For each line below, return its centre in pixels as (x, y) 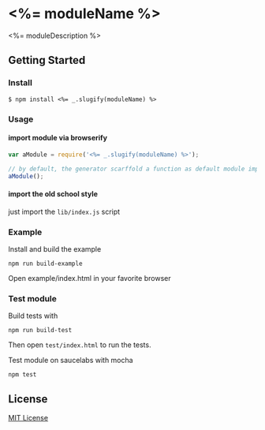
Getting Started (47, 60)
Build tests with (33, 316)
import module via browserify (58, 138)
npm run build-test (40, 331)
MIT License (28, 417)
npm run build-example (45, 264)
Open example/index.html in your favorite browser (90, 278)
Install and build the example (55, 249)
